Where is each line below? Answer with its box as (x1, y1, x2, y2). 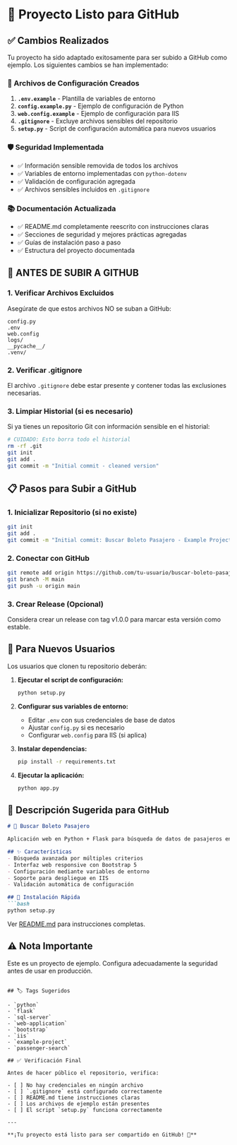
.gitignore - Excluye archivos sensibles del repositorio (17, 117, 178, 126)
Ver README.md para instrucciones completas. (7, 920, 146, 928)
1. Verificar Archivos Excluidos (7, 288, 114, 298)
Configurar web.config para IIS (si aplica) (28, 730, 147, 739)
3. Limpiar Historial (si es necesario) (7, 406, 133, 416)
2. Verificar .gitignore (7, 365, 83, 375)
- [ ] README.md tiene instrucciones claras (7, 1094, 140, 1101)
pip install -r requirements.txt (17, 758, 116, 765)
